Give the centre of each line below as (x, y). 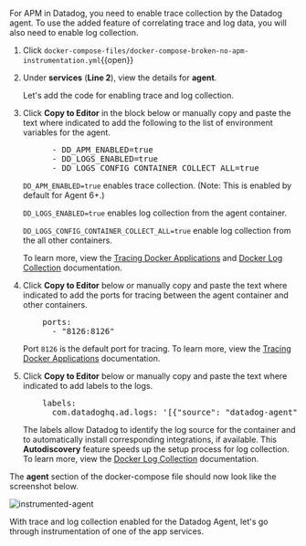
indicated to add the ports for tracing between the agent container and (156, 295)
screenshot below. (44, 486)
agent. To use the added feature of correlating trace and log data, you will (148, 23)
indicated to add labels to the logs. (88, 386)
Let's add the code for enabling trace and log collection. (128, 95)
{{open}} (117, 60)
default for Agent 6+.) (63, 195)
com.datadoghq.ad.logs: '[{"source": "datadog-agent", (177, 412)
